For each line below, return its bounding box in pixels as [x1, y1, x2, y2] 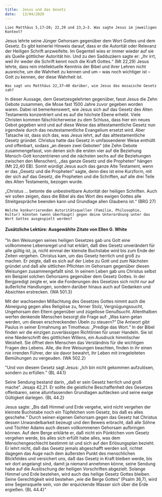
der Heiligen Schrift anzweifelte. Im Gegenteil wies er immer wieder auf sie [5, 48, 154, 54]
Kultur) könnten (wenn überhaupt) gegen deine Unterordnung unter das [5, 212, 150, 217]
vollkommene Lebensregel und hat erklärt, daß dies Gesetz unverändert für [5, 242, 155, 248]
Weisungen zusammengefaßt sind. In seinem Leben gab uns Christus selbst [5, 268, 156, 274]
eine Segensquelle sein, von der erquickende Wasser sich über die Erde [5, 481, 148, 487]
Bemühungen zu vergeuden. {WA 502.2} [5, 355, 86, 361]
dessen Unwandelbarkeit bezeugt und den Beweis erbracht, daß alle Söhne [5, 419, 156, 425]
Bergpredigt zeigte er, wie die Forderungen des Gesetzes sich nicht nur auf [5, 278, 155, 284]
